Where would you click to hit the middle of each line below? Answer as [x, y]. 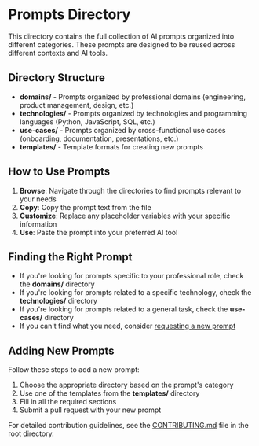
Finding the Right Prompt [70, 257]
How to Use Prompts [59, 172]
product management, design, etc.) [77, 105]
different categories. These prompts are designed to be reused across [122, 44]
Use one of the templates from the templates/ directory [109, 393]
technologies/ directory [58, 301]
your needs [38, 199]
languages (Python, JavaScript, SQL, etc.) [87, 122]
